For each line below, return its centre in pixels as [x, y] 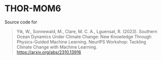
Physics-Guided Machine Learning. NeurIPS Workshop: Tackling [81, 41]
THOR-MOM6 [33, 9]
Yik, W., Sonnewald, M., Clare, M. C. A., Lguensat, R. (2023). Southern [87, 31]
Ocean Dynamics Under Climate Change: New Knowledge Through [84, 37]
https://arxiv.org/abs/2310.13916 [49, 52]
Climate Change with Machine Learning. [57, 47]
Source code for [21, 22]
